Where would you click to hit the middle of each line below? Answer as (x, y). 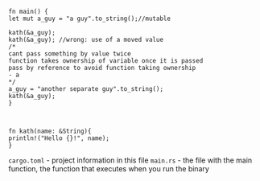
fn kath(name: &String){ (50, 131)
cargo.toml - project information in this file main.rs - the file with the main (130, 160)
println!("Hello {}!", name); (59, 138)
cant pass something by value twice (70, 54)
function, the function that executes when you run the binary (109, 169)
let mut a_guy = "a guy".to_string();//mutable (90, 19)
